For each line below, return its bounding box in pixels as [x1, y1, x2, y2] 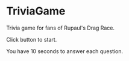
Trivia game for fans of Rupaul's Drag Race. [6, 24, 115, 31]
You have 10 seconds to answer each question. [6, 47, 124, 55]
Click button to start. [6, 36, 57, 43]
